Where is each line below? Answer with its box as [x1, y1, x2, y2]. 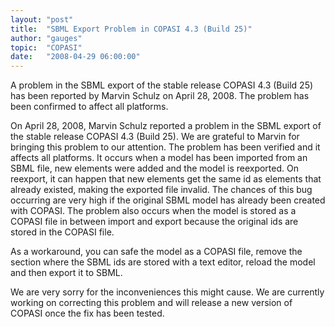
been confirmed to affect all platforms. [10, 101, 169, 113]
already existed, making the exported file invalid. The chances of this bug [10, 184, 313, 196]
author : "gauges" [10, 33, 83, 43]
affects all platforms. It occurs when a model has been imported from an [10, 152, 308, 164]
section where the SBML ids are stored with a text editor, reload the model [10, 256, 316, 268]
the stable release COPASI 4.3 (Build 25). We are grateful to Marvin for [10, 131, 300, 143]
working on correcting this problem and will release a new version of [10, 297, 293, 309]
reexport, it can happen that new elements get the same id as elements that [10, 173, 322, 185]
